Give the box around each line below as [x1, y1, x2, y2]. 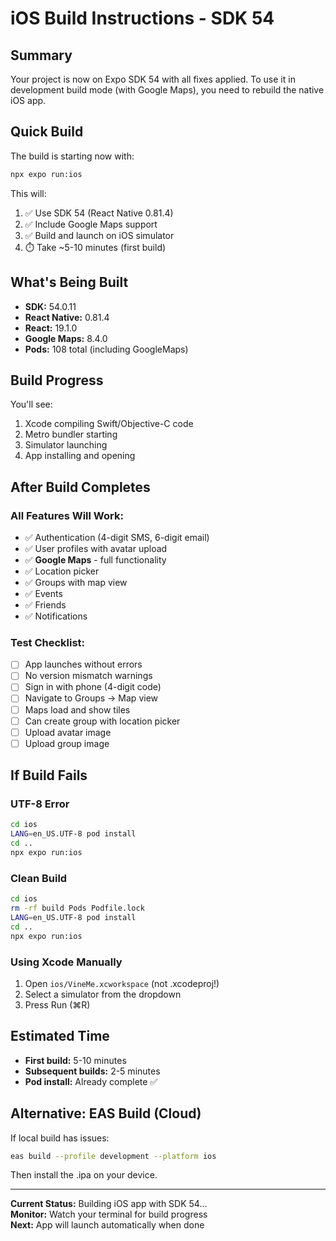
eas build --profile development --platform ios [10, 1151, 217, 1161]
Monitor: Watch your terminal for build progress [10, 1208, 208, 1221]
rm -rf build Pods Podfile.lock [10, 903, 145, 914]
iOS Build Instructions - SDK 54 [10, 7, 275, 30]
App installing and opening [24, 450, 136, 462]
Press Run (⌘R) [24, 998, 91, 1011]
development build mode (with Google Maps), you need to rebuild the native [10, 84, 325, 96]
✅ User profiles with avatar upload [24, 543, 168, 554]
